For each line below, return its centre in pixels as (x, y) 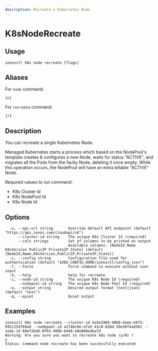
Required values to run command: (39, 182)
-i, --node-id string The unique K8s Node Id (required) (75, 280)
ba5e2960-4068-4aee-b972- (118, 322)
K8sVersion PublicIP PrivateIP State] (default (54, 250)
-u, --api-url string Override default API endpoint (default (80, 228)
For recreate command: (29, 107)
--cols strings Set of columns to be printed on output (84, 241)
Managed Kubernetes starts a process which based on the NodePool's (76, 152)
